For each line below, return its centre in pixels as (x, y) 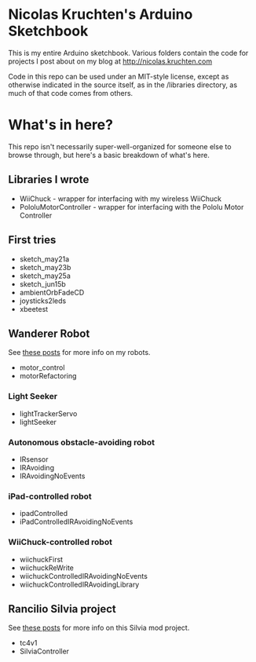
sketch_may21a (44, 259)
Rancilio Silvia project (62, 609)
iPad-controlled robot (50, 496)
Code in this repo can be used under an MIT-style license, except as (119, 76)
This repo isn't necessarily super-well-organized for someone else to (120, 146)
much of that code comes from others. (71, 93)
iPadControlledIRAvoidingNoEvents (76, 522)
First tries (32, 240)
